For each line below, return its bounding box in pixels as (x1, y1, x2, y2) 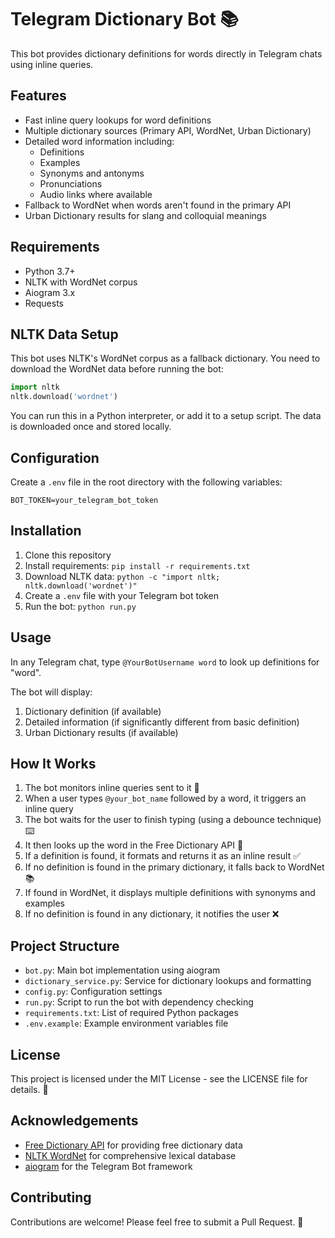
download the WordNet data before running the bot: (10, 363, 224, 375)
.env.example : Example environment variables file (24, 1017, 229, 1030)
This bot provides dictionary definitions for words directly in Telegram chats (10, 47, 323, 60)
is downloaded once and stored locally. (10, 421, 172, 433)
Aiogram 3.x (24, 286, 76, 298)
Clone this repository (24, 549, 112, 561)
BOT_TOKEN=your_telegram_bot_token (10, 495, 159, 505)
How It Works (10, 755, 97, 772)
